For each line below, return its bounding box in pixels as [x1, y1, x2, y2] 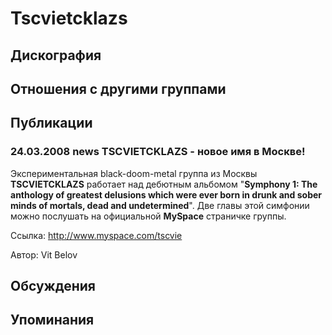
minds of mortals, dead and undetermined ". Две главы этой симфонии [10, 199, 310, 211]
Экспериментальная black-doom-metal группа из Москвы [10, 167, 258, 179]
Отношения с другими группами [10, 80, 227, 97]
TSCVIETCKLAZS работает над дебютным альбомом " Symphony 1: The [10, 178, 318, 190]
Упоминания [10, 312, 95, 329]
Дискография [10, 47, 102, 64]
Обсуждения [10, 278, 96, 295]
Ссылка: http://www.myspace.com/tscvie [10, 229, 183, 241]
